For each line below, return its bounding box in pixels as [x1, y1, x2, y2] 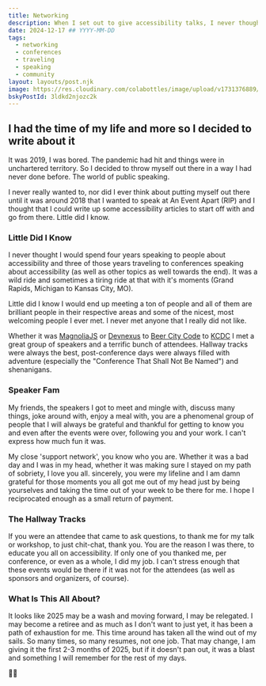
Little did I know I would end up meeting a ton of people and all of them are [8, 299, 253, 309]
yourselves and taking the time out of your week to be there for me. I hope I [8, 485, 255, 495]
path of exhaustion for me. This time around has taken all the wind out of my [8, 628, 257, 638]
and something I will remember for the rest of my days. [8, 654, 188, 663]
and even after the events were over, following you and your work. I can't [8, 428, 246, 438]
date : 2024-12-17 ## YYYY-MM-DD [8, 26, 115, 34]
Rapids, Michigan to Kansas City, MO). [8, 284, 134, 294]
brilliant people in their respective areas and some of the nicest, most [8, 308, 234, 317]
